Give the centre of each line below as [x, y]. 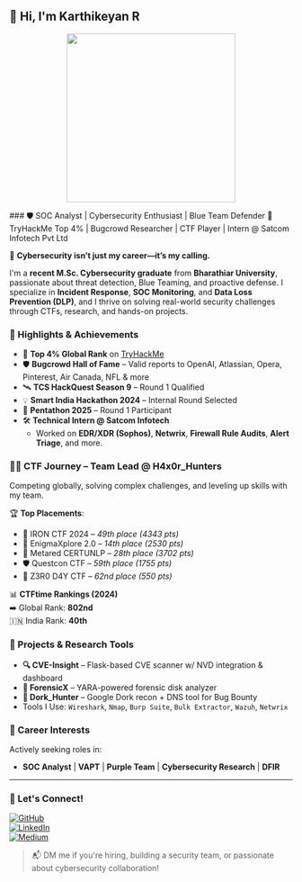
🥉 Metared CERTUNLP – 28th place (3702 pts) [108, 553]
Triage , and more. [69, 443]
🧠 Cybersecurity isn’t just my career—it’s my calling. [110, 255]
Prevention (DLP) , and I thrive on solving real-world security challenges [142, 301]
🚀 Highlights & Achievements [74, 334]
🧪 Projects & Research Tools [72, 644]
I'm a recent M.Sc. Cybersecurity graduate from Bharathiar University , [144, 273]
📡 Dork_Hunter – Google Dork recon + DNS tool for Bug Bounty [140, 697]
